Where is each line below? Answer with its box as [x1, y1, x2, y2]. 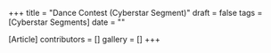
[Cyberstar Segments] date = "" [8, 17, 126, 27]
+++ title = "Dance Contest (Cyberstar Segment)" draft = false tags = [8, 8, 263, 18]
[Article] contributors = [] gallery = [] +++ [8, 34, 161, 44]
